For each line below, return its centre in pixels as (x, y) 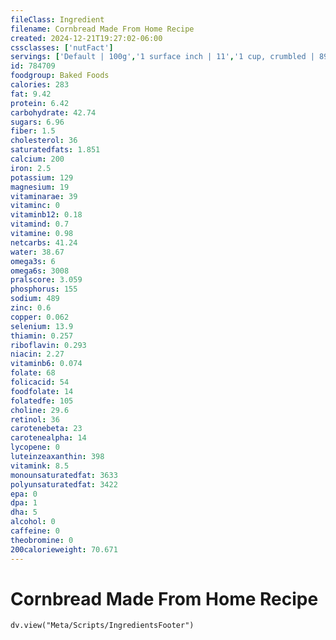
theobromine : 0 (42, 540)
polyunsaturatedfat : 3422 (64, 484)
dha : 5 (24, 512)
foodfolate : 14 (42, 391)
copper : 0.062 (40, 317)
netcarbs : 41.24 (44, 242)
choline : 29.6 (40, 410)
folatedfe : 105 (42, 401)
